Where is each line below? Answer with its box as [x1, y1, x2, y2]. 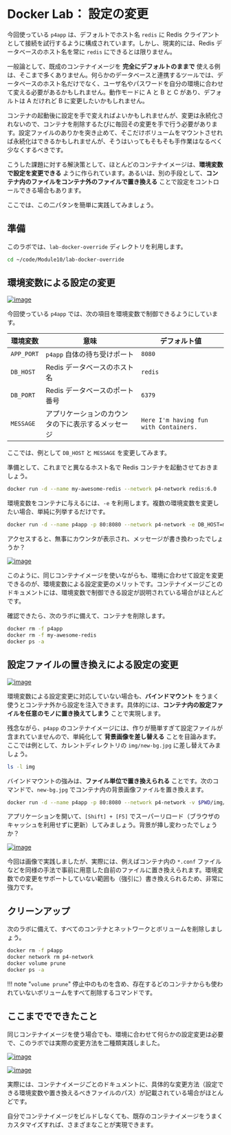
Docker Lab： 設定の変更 [7, 6, 149, 22]
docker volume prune [7, 959, 67, 967]
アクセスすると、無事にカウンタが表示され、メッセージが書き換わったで [7, 535, 212, 543]
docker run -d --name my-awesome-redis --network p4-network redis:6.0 [7, 486, 217, 493]
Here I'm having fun [140, 416, 208, 424]
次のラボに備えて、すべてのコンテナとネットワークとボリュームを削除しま [7, 925, 217, 933]
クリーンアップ [7, 905, 70, 917]
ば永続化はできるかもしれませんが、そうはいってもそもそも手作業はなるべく [7, 137, 223, 145]
